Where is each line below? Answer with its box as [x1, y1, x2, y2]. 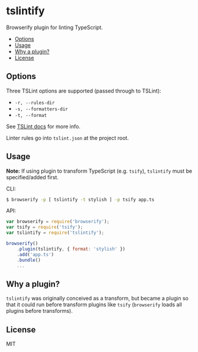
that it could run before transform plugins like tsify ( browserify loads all [6, 301, 182, 308]
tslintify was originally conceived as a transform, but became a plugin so [6, 295, 189, 302]
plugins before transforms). [6, 307, 73, 315]
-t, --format [14, 112, 47, 118]
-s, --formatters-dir [14, 106, 68, 112]
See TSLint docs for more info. [6, 123, 81, 130]
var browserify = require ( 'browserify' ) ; [6, 218, 110, 225]
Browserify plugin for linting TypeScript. [6, 24, 103, 31]
